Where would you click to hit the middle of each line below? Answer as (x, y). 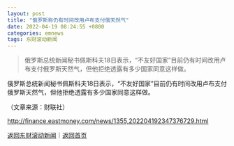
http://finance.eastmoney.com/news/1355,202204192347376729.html (108, 121)
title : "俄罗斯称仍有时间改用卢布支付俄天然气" (68, 20)
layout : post (26, 14)
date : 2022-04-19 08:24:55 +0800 (56, 26)
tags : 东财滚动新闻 (32, 40)
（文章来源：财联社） (38, 107)
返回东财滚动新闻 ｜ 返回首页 (47, 136)
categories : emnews (36, 33)
